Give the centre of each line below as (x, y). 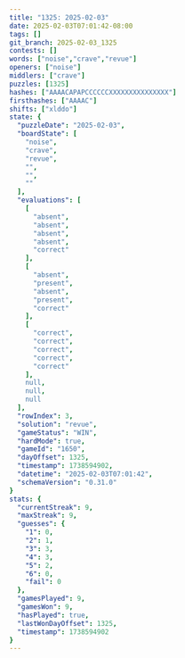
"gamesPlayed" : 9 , (52, 599)
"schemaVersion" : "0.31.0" (67, 482)
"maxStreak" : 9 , (47, 516)
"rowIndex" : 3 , (45, 416)
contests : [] (33, 51)
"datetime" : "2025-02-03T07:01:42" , (85, 474)
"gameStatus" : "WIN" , (57, 433)
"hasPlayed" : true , (53, 615)
